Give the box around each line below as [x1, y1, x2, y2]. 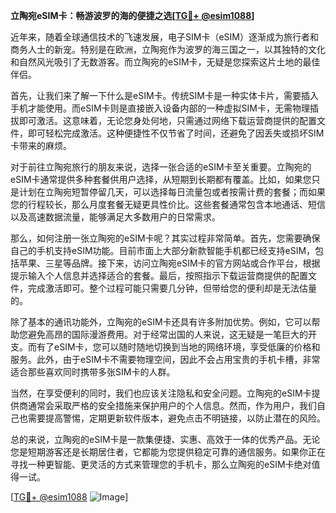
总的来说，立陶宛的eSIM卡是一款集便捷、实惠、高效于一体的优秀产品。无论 [10, 434, 321, 445]
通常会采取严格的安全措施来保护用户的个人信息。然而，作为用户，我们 [27, 400, 317, 411]
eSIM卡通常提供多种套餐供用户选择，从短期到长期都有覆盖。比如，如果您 [10, 174, 312, 185]
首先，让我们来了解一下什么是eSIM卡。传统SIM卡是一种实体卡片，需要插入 [10, 90, 319, 101]
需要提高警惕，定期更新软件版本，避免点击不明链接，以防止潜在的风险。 [27, 412, 326, 424]
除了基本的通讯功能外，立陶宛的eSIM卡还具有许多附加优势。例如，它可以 [10, 316, 312, 328]
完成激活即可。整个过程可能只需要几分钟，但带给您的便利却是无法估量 [27, 282, 317, 294]
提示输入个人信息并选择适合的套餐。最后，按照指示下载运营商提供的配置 [10, 270, 308, 281]
